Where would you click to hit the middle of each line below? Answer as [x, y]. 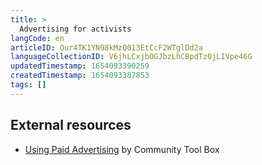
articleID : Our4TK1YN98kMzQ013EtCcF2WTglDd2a [106, 47]
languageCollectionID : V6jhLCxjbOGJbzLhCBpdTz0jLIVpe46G [131, 57]
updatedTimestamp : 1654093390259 [80, 66]
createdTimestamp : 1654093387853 [80, 76]
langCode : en [37, 38]
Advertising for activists [75, 29]
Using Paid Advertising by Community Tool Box [122, 149]
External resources [71, 125]
